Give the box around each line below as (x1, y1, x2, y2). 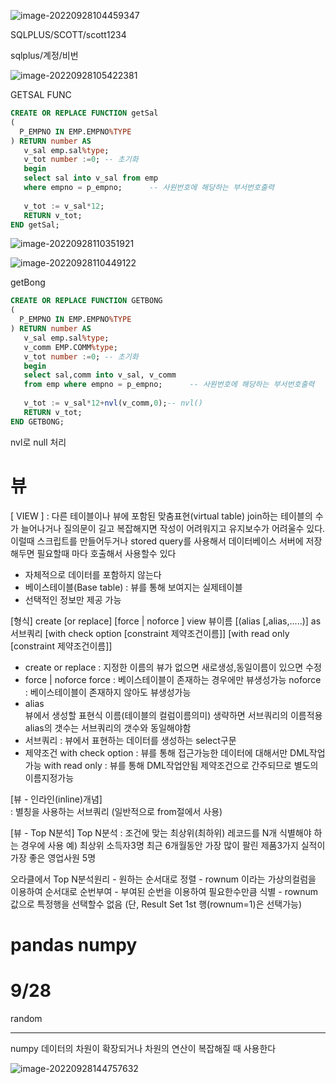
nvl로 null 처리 (10, 436, 67, 448)
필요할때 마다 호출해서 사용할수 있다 (36, 547, 177, 559)
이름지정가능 (24, 771, 75, 784)
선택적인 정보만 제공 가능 (24, 593, 122, 605)
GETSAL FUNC (10, 89, 72, 100)
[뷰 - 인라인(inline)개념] (10, 793, 103, 805)
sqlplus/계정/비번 (10, 50, 79, 61)
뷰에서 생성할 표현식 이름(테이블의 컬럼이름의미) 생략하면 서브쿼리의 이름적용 (24, 709, 323, 721)
